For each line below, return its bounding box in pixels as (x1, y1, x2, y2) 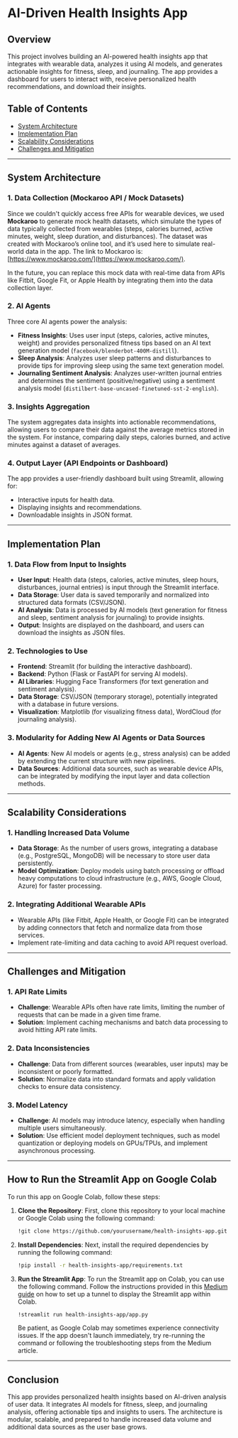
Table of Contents (7, 103, 89, 115)
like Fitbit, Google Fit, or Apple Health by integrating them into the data (7, 276, 213, 284)
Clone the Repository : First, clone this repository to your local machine (17, 1206, 226, 1215)
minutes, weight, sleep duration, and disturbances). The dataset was (7, 232, 208, 240)
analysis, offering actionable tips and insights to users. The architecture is (7, 1407, 223, 1416)
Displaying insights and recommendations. (17, 503, 142, 512)
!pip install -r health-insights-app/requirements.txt (17, 1262, 183, 1269)
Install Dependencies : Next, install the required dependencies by (17, 1240, 209, 1249)
